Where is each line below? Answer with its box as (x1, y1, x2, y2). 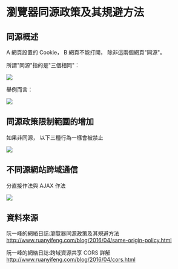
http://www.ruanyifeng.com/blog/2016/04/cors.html (6, 256, 136, 264)
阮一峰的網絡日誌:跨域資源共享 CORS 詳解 (6, 249, 111, 256)
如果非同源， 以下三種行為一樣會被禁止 (6, 134, 104, 141)
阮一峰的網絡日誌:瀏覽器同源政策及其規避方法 (6, 230, 120, 237)
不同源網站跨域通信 (6, 165, 78, 175)
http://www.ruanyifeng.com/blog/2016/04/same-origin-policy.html (6, 237, 172, 244)
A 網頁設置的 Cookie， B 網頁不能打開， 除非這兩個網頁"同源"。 (6, 49, 165, 56)
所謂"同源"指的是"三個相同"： (6, 62, 81, 68)
